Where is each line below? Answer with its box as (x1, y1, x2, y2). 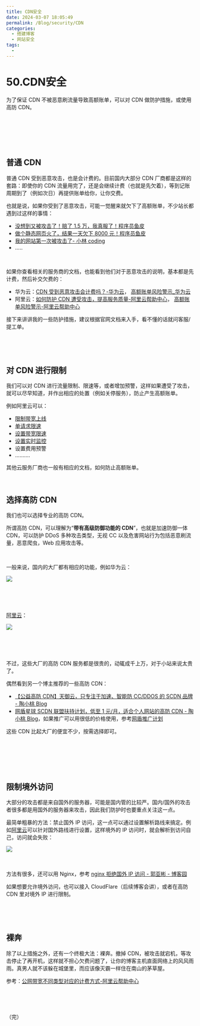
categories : (6, 25, 36, 32)
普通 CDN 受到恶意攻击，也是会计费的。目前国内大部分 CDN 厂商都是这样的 (6, 174, 192, 182)
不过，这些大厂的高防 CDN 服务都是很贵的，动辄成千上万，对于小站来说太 (6, 660, 187, 667)
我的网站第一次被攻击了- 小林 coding (14, 237, 105, 244)
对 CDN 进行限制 (6, 365, 67, 375)
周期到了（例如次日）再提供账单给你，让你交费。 (6, 189, 126, 196)
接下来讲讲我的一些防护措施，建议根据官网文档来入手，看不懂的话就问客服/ (6, 315, 191, 322)
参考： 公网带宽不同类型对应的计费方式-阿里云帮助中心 (6, 977, 139, 984)
